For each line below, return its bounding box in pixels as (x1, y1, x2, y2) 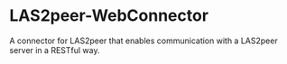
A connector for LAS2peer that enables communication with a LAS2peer (9, 35, 278, 46)
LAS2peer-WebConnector (9, 5, 209, 26)
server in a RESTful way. (9, 44, 100, 55)
